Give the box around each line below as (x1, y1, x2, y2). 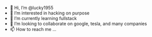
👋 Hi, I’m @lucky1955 (9, 5, 53, 10)
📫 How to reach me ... (9, 26, 56, 32)
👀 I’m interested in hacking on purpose (9, 10, 90, 16)
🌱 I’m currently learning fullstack (9, 15, 77, 21)
